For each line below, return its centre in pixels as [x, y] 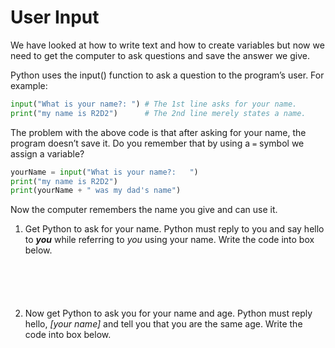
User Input [55, 17]
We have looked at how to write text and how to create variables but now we [167, 45]
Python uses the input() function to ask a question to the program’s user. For [167, 75]
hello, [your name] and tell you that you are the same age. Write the [163, 324]
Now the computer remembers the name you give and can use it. [144, 210]
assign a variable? [47, 153]
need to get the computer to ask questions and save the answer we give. [160, 55]
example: [29, 85]
